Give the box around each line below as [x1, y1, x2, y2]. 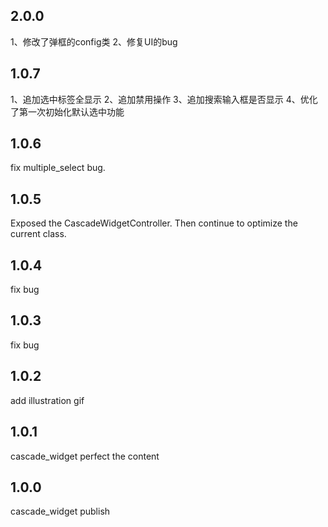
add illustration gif [10, 394, 85, 406]
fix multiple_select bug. [10, 162, 106, 174]
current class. [10, 228, 67, 240]
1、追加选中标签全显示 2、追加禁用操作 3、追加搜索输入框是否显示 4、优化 [10, 93, 318, 105]
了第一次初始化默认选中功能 [10, 105, 125, 118]
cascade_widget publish [10, 505, 111, 518]
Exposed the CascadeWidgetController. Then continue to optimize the [10, 217, 298, 229]
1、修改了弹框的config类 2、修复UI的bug [10, 35, 178, 48]
